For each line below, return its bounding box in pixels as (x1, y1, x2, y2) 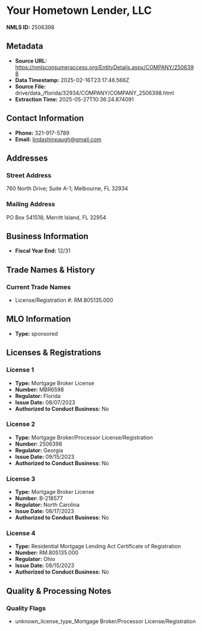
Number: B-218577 (14, 495, 63, 502)
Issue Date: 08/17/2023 (14, 508, 74, 515)
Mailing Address (6, 200, 55, 208)
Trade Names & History (6, 264, 95, 275)
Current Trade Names (6, 283, 71, 291)
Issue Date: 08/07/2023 (14, 399, 75, 406)
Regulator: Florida (14, 392, 61, 399)
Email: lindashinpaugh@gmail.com (14, 135, 101, 143)
